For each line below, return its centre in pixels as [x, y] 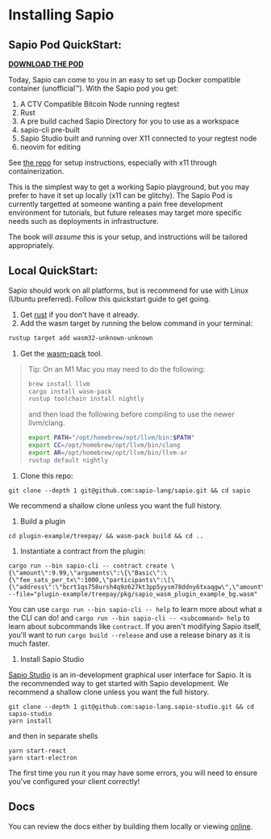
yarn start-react [38, 750]
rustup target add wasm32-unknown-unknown [81, 338]
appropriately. [31, 245]
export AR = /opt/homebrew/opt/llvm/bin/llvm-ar [108, 453]
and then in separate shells [53, 736]
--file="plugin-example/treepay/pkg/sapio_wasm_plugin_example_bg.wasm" [133, 594]
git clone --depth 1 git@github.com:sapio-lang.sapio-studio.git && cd [131, 706]
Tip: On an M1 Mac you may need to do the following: [117, 369]
